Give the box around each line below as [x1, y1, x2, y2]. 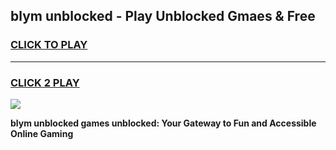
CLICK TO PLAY [10, 38, 88, 52]
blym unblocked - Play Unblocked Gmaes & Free [10, 8, 316, 25]
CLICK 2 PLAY [10, 75, 80, 89]
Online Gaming [10, 127, 74, 139]
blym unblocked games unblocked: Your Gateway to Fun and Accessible [10, 117, 317, 129]
